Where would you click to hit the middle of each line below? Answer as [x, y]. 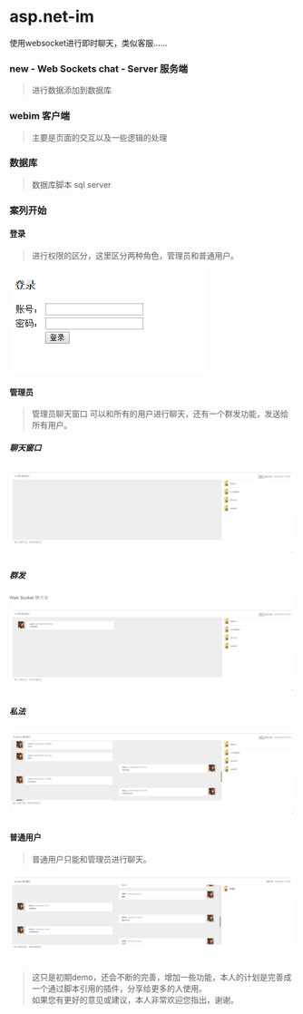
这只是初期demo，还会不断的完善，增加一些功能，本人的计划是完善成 [161, 978]
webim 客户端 [40, 116]
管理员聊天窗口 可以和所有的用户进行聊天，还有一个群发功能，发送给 [160, 414]
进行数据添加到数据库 [71, 90]
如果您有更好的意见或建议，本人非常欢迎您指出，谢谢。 [135, 1000]
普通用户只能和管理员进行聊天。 [91, 859]
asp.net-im [52, 17]
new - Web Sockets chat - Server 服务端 [99, 68]
